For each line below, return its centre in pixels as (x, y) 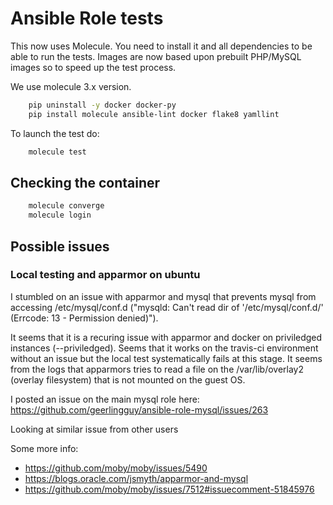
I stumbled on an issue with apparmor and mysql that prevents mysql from (163, 296)
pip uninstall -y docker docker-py (102, 105)
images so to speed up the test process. (93, 67)
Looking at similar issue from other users (94, 429)
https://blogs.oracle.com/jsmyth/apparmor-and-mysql (136, 478)
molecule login (60, 215)
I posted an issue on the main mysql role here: (105, 399)
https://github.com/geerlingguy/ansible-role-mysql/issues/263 (139, 409)
